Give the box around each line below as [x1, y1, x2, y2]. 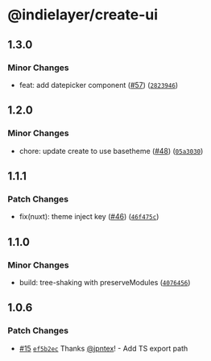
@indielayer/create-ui [7, 6, 159, 24]
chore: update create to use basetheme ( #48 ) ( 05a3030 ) [19, 146, 204, 156]
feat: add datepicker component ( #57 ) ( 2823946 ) [19, 80, 179, 89]
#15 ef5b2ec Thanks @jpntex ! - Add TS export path [19, 343, 188, 353]
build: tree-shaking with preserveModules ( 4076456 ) [19, 277, 191, 287]
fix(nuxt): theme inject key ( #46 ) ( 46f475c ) [19, 212, 159, 222]
